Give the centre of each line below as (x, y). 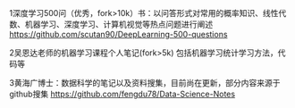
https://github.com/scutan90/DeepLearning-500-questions (118, 34)
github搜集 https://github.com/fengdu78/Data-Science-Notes (122, 94)
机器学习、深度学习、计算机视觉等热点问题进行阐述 (118, 24)
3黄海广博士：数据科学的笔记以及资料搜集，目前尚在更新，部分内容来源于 (145, 83)
